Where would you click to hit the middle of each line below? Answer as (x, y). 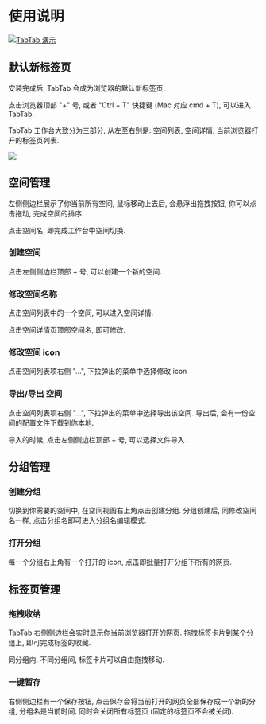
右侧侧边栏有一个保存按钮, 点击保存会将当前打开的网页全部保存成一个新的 (128, 701)
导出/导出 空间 (35, 394)
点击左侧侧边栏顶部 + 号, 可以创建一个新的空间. (85, 271)
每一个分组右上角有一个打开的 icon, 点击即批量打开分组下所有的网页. (120, 562)
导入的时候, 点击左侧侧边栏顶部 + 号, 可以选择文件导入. (98, 439)
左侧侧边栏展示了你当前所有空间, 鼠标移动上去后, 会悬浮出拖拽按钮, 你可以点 (132, 203)
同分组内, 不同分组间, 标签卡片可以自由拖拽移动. (86, 660)
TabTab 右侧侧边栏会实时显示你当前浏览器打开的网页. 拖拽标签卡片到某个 (127, 633)
